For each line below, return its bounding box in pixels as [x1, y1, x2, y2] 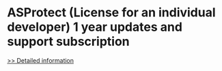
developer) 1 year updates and [7, 19, 183, 35]
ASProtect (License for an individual [7, 5, 217, 20]
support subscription [7, 34, 130, 49]
